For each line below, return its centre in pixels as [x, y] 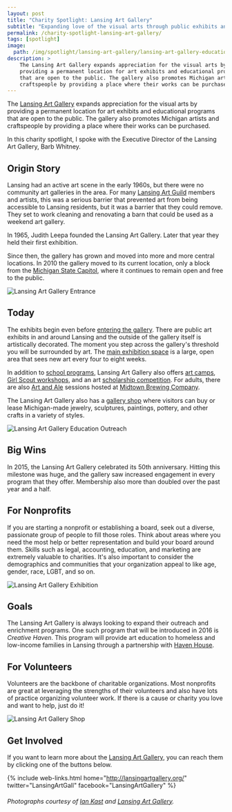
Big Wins [27, 450]
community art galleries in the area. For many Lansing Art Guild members [111, 192]
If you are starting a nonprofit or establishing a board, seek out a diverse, [111, 527]
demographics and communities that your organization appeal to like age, [112, 564]
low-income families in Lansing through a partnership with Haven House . [111, 645]
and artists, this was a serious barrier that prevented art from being [103, 200]
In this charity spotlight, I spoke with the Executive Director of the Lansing [112, 140]
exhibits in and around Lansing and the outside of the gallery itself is [104, 337]
